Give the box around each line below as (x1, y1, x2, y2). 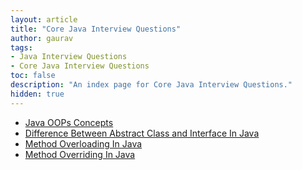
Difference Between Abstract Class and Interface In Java (24, 127, 260, 139)
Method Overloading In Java (24, 137, 143, 150)
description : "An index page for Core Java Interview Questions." (10, 80, 293, 90)
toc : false (10, 71, 56, 81)
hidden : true (10, 89, 65, 99)
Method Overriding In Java (24, 148, 136, 160)
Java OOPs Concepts (24, 116, 114, 128)
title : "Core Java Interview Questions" (10, 24, 182, 34)
